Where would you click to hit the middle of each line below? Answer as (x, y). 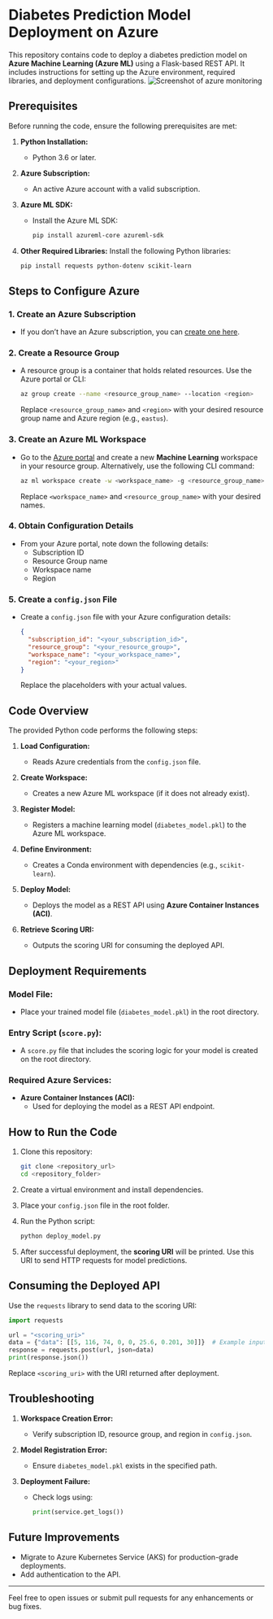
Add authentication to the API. (70, 1574)
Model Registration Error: (64, 1450)
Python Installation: (54, 141)
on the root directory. (56, 1060)
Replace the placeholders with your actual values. (103, 685)
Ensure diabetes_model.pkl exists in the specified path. (125, 1465)
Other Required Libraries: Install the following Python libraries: (126, 250)
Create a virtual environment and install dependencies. (112, 1190)
